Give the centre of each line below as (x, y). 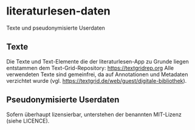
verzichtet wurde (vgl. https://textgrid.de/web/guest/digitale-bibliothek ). (97, 80)
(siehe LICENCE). (28, 121)
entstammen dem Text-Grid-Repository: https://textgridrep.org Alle (90, 68)
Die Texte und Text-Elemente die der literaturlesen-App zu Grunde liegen (98, 61)
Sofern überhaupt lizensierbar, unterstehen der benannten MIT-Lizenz (94, 114)
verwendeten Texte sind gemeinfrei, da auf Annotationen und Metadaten (97, 74)
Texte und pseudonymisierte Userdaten (56, 28)
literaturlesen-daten (58, 11)
